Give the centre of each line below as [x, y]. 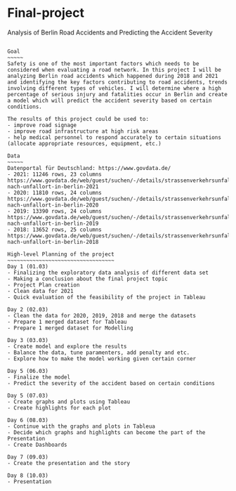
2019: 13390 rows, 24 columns [58, 211]
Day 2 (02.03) [28, 309]
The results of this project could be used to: [78, 119]
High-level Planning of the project [61, 254]
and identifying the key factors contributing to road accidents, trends [118, 82]
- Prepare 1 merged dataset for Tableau [67, 322]
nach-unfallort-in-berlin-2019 [53, 223]
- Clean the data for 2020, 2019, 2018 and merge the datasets [102, 315]
